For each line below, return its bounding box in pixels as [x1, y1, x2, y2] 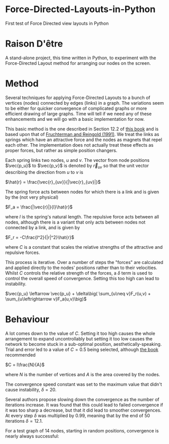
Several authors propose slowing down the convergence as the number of [5, 396, 160, 403]
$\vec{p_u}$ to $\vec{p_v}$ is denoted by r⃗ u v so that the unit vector [5, 162, 149, 170]
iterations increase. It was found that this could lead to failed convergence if [5, 402, 163, 408]
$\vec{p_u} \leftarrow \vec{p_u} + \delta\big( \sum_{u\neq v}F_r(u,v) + [5, 290, 151, 296]
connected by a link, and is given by [5, 224, 80, 231]
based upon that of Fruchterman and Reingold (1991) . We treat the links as [5, 131, 159, 137]
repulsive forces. [5, 249, 40, 255]
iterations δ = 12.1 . [5, 418, 43, 424]
